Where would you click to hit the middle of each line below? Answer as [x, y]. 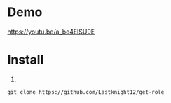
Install [26, 60]
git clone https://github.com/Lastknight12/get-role [86, 92]
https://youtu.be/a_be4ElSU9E [51, 32]
